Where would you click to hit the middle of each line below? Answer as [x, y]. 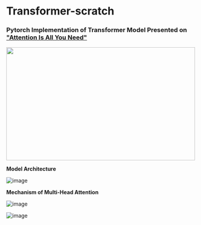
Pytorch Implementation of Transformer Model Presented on [97, 30]
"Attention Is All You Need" [47, 37]
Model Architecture [31, 169]
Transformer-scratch [60, 11]
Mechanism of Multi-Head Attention [53, 192]
